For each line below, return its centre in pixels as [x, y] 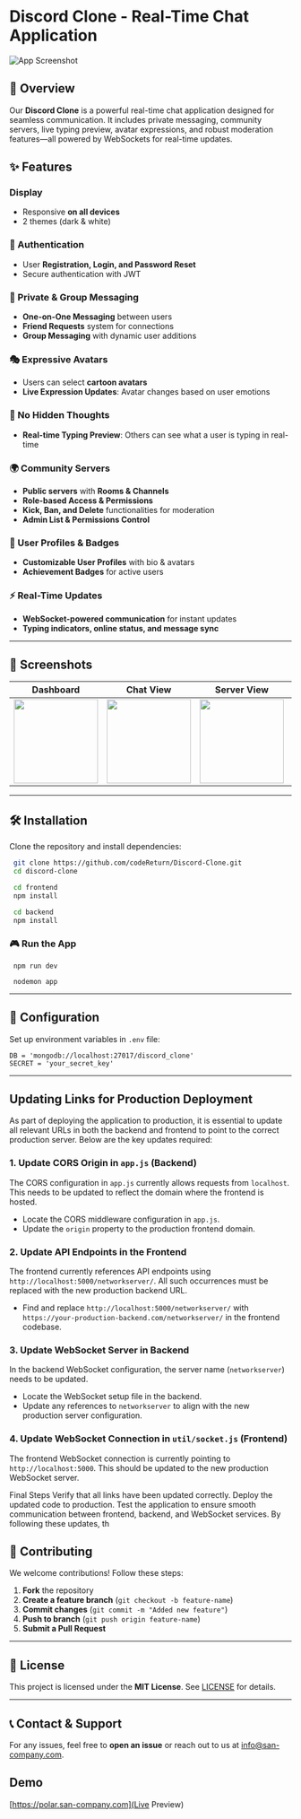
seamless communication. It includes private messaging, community [136, 119]
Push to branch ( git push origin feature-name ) [112, 1619]
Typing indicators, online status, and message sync [120, 628]
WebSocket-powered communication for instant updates [129, 618]
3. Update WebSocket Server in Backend [99, 1350]
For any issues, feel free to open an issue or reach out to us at [125, 1745]
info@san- [261, 1745]
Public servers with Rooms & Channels [95, 491]
